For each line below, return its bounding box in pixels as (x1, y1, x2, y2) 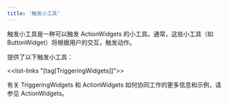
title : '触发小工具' (7, 10, 60, 17)
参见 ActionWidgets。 (7, 89, 68, 97)
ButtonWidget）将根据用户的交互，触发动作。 (7, 38, 136, 47)
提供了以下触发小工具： (7, 53, 73, 61)
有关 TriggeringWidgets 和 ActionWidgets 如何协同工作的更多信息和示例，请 (7, 80, 222, 89)
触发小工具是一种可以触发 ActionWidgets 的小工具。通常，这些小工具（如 (7, 29, 214, 38)
